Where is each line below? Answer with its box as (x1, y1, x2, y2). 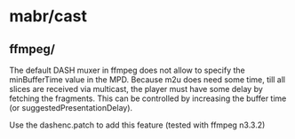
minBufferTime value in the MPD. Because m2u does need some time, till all (9, 74, 286, 85)
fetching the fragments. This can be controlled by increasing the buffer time (9, 93, 287, 104)
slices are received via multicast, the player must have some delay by (9, 84, 264, 94)
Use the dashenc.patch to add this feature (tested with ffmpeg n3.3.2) (9, 120, 266, 130)
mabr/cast (9, 6, 87, 27)
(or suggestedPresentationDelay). (9, 103, 133, 112)
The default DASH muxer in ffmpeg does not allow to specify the (9, 65, 246, 75)
